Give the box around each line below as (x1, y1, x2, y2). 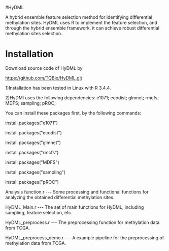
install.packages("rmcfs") (5, 149, 59, 155)
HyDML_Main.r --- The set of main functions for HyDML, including (5, 204, 144, 210)
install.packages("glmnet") (5, 140, 61, 146)
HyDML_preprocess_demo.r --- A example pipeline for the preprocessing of (5, 234, 164, 241)
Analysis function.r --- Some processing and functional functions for (5, 188, 149, 195)
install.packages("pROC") (5, 179, 59, 185)
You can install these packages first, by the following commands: (5, 109, 141, 116)
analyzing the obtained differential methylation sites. (5, 194, 115, 200)
